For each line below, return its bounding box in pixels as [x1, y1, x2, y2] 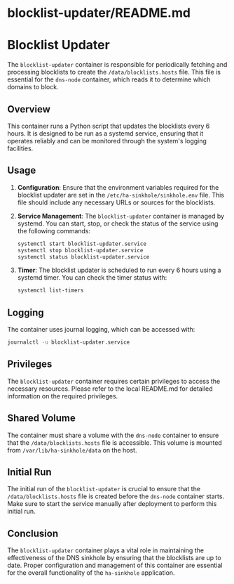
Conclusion [7, 527, 59, 539]
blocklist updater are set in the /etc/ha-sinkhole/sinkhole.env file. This [17, 190, 224, 199]
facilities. [7, 144, 34, 153]
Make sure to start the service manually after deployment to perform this [7, 500, 217, 508]
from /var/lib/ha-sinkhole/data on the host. [7, 446, 137, 454]
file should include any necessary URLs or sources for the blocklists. [17, 198, 216, 207]
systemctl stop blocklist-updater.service [17, 247, 144, 254]
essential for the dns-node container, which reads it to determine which [7, 75, 211, 84]
